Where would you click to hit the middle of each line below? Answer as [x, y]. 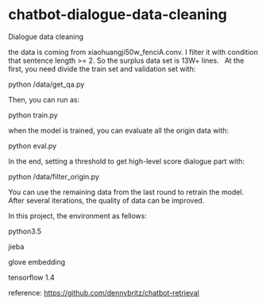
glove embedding [37, 262]
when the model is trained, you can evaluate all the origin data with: [119, 130]
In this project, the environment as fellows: [77, 215]
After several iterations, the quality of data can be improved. [106, 200]
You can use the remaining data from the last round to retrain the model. [126, 191]
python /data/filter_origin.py [54, 176]
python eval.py [33, 145]
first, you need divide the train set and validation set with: [102, 68]
